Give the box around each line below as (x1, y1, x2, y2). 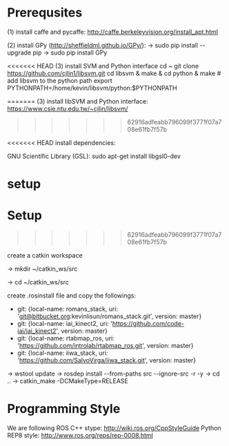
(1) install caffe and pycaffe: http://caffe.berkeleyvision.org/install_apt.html (7, 28, 219, 36)
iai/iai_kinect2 (17, 327, 57, 336)
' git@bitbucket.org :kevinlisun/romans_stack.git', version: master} (17, 312, 202, 320)
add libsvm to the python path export (7, 76, 112, 84)
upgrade (7, 48, 32, 57)
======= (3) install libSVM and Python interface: (7, 97, 148, 105)
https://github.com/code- (112, 320, 185, 328)
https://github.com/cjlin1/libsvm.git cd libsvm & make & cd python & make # (7, 69, 221, 77)
